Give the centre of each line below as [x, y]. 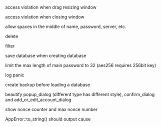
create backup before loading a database [48, 85]
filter [10, 46]
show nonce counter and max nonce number [51, 109]
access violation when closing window [45, 17]
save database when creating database [46, 55]
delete [12, 36]
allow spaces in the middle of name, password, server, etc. [66, 26]
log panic [15, 75]
